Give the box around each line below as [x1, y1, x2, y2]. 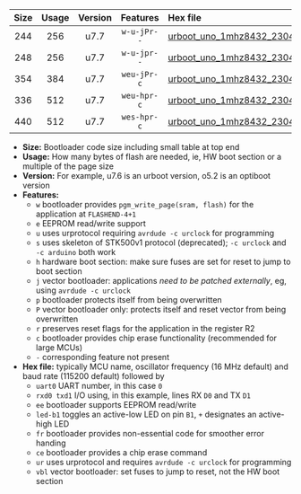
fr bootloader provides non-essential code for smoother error [35, 428, 264, 438]
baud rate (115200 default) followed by [21, 371, 165, 381]
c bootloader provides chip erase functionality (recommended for [35, 332, 278, 343]
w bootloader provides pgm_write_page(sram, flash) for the [35, 199, 254, 209]
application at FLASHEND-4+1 [35, 208, 137, 219]
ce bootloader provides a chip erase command [35, 447, 208, 457]
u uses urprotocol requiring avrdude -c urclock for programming [35, 228, 275, 238]
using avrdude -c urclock [35, 285, 132, 296]
